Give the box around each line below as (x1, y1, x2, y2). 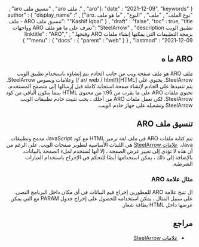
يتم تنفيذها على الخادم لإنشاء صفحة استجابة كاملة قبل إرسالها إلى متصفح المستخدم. (8, 82, 193, 89)
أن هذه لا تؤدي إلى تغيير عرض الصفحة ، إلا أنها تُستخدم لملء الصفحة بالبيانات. (22, 147, 193, 155)
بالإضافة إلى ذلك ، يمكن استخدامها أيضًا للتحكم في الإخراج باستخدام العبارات (25, 153, 193, 160)
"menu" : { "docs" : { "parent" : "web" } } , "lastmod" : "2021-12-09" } (22, 37, 193, 44)
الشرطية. (172, 160, 193, 167)
